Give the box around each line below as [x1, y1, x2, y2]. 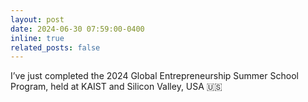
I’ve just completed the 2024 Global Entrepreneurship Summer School [10, 70, 299, 82]
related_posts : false [10, 42, 101, 53]
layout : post [10, 14, 65, 25]
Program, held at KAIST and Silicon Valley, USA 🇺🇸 [10, 81, 223, 93]
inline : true [10, 33, 65, 43]
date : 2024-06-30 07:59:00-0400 [10, 24, 145, 34]
